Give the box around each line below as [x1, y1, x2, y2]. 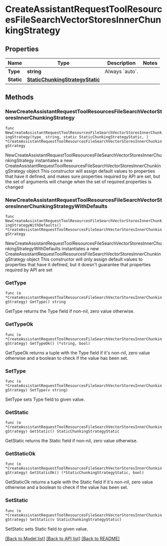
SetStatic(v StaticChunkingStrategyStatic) [29, 517, 122, 522]
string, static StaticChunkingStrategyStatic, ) [45, 134, 149, 140]
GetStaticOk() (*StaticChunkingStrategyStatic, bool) [29, 470, 144, 475]
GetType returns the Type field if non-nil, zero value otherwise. [5, 308, 135, 314]
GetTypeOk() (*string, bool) [29, 341, 91, 346]
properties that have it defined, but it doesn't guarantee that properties [5, 261, 151, 267]
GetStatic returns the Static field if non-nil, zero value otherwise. [5, 438, 138, 444]
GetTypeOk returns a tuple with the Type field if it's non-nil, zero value [5, 349, 150, 356]
